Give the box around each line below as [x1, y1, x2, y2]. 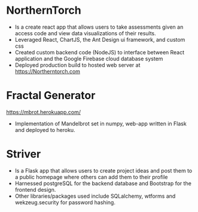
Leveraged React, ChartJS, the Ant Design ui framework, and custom [14, 36, 185, 43]
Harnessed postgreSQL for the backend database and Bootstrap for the [14, 180, 191, 187]
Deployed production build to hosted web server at [14, 61, 141, 69]
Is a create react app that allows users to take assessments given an [14, 23, 184, 30]
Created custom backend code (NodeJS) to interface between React [14, 48, 185, 56]
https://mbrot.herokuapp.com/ [6, 108, 81, 115]
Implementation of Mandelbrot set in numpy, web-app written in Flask [14, 120, 187, 127]
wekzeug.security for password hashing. [14, 198, 115, 206]
